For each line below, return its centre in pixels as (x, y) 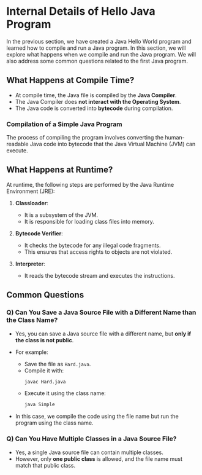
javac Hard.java (45, 382)
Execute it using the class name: (65, 393)
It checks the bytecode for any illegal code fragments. (92, 245)
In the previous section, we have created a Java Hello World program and (99, 41)
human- (175, 138)
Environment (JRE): (31, 191)
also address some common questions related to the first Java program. (97, 61)
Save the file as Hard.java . (58, 364)
